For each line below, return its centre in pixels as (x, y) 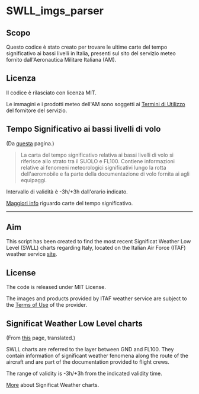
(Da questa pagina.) (30, 143)
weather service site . (32, 254)
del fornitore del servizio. (37, 110)
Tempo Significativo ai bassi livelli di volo (84, 129)
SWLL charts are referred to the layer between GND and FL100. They (90, 349)
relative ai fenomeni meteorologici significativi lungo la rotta (94, 167)
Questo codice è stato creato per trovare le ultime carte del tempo (87, 47)
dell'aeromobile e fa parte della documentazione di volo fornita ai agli (105, 174)
